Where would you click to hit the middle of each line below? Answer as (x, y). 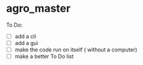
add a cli (25, 36)
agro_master (38, 9)
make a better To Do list (44, 56)
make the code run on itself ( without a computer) (76, 50)
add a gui (26, 43)
